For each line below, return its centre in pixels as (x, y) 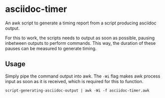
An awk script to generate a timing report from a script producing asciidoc (81, 23)
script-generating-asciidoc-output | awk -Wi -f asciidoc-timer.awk (77, 91)
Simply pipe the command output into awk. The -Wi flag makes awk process (83, 76)
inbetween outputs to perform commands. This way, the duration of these (81, 43)
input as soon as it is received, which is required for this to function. (74, 81)
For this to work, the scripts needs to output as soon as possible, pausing (80, 38)
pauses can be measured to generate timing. (51, 48)
